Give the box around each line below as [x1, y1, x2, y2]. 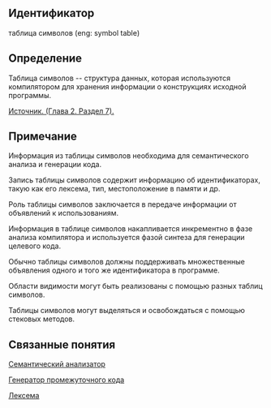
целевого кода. [8, 241, 62, 251]
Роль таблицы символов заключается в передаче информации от [8, 200, 237, 209]
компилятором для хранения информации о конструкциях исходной [8, 81, 247, 92]
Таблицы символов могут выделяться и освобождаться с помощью [8, 306, 246, 316]
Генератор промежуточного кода [8, 375, 125, 384]
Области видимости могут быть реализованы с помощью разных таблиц [8, 281, 263, 291]
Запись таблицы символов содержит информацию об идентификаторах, [8, 175, 261, 185]
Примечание [8, 130, 77, 144]
